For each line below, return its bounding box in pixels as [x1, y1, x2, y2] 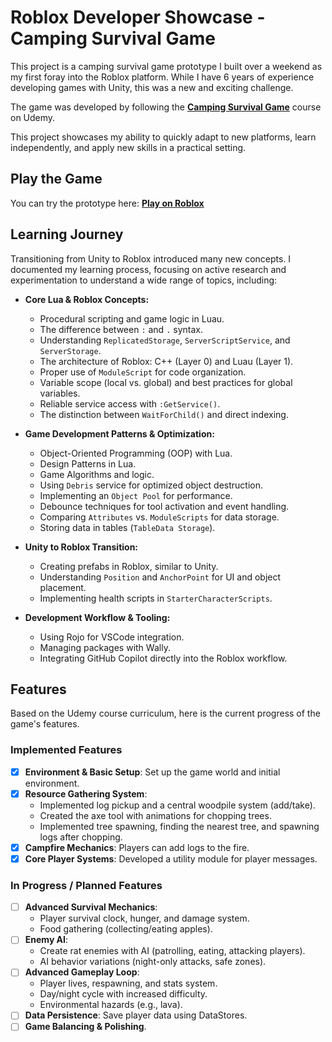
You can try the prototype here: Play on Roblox [10, 197, 205, 209]
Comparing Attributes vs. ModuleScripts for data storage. [39, 511, 280, 523]
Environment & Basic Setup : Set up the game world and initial [24, 766, 281, 778]
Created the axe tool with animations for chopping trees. [39, 809, 272, 821]
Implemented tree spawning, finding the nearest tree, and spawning [39, 820, 320, 832]
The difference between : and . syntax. [39, 323, 203, 335]
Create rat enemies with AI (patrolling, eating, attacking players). [39, 945, 306, 957]
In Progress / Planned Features [10, 878, 163, 892]
